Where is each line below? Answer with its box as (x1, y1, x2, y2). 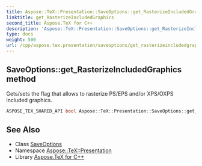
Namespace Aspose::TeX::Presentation (14, 147, 112, 154)
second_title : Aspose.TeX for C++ (6, 20, 93, 26)
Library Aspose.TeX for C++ (14, 153, 85, 161)
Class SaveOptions (14, 141, 62, 148)
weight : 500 (6, 37, 36, 43)
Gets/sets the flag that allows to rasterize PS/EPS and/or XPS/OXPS (6, 90, 174, 97)
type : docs (6, 31, 34, 37)
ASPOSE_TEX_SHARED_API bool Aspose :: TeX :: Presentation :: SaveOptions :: (6, 108, 187, 114)
